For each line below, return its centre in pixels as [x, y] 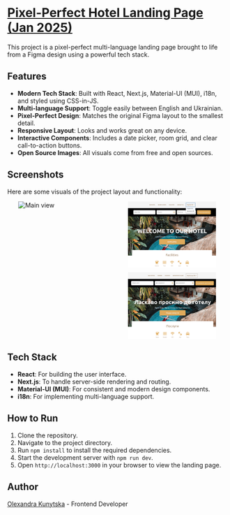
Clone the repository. [47, 435]
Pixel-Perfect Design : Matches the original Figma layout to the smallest [120, 115]
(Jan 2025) [40, 28]
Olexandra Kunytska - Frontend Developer [68, 504]
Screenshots [36, 175]
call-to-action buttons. [49, 145]
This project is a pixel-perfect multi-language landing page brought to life [113, 47]
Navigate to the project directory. [65, 442]
